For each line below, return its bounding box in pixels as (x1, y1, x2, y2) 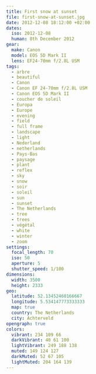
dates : (6, 25, 22, 31)
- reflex (11, 167, 33, 174)
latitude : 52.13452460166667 (11, 293, 83, 299)
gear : (6, 42, 19, 48)
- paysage (11, 157, 35, 163)
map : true (11, 305, 35, 310)
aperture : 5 (11, 260, 41, 267)
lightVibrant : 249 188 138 (11, 343, 77, 349)
